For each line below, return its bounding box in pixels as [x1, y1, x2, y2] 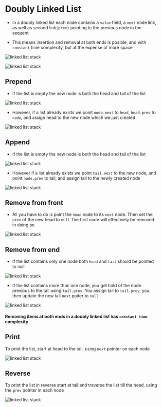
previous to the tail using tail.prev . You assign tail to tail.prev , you [12, 288, 150, 293]
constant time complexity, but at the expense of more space [12, 44, 133, 50]
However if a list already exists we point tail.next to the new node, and [12, 170, 157, 176]
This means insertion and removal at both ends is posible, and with [12, 39, 146, 45]
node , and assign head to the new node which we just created [12, 115, 136, 120]
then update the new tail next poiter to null [12, 293, 99, 299]
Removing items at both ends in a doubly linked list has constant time [5, 313, 148, 319]
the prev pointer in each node [5, 388, 64, 393]
